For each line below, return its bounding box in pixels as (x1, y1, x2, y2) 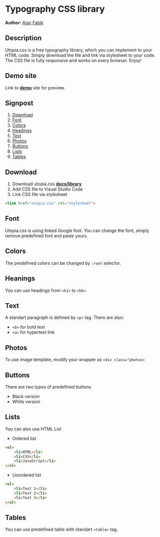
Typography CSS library (5, 3, 105, 15)
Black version (12, 393, 40, 399)
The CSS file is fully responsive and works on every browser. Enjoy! (5, 57, 142, 63)
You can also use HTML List (5, 426, 62, 432)
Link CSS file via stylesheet (12, 192, 68, 198)
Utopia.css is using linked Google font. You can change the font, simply (5, 227, 150, 233)
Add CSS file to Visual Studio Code (12, 186, 83, 192)
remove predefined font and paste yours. (5, 232, 88, 239)
